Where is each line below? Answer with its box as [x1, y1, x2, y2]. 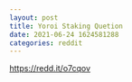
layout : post [9, 13, 59, 23]
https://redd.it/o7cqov [9, 63, 91, 74]
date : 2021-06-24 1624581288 [9, 30, 119, 39]
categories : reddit [9, 38, 83, 48]
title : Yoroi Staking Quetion [9, 22, 124, 31]
